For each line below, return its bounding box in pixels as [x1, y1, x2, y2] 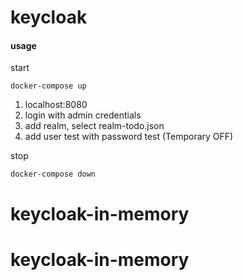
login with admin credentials [24, 109, 142, 121]
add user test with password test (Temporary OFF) [24, 131, 234, 143]
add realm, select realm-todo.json [24, 120, 165, 132]
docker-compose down [10, 169, 97, 180]
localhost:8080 [24, 99, 88, 111]
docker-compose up [10, 81, 87, 91]
